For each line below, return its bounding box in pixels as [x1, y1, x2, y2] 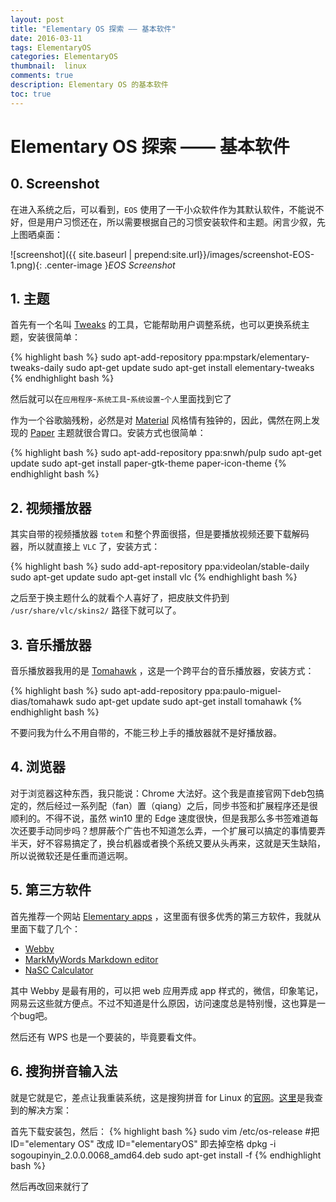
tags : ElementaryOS [10, 42, 92, 53]
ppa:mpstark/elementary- [204, 351, 310, 363]
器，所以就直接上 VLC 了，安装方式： [10, 541, 161, 553]
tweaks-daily [10, 362, 64, 374]
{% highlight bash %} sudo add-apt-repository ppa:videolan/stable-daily [10, 561, 310, 573]
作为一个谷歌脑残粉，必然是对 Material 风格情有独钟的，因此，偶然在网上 [10, 414, 312, 426]
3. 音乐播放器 [10, 636, 92, 653]
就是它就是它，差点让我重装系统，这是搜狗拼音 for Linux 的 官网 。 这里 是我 [10, 1091, 315, 1103]
